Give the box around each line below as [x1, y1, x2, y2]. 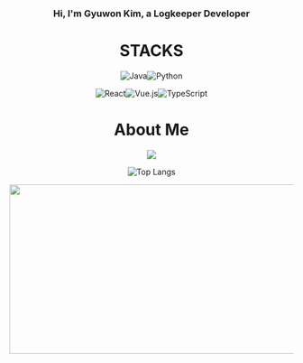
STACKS [119, 41, 184, 61]
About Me [114, 120, 189, 140]
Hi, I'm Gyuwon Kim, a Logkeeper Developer [52, 7, 251, 20]
